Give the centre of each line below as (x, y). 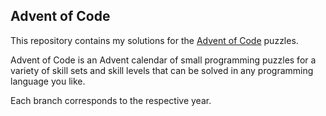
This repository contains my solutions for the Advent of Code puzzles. (154, 40)
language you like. (48, 81)
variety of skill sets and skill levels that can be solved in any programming (162, 70)
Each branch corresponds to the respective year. (111, 100)
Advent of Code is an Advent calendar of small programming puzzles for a (163, 60)
